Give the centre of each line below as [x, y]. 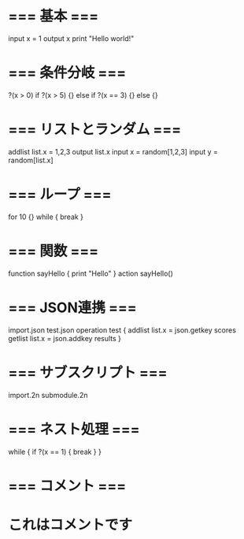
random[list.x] [31, 160]
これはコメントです [70, 524]
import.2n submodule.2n [48, 395]
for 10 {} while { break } [46, 217]
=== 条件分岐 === [67, 73]
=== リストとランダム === [95, 130]
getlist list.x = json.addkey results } [65, 338]
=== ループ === [60, 195]
